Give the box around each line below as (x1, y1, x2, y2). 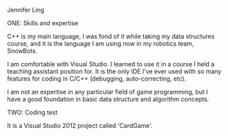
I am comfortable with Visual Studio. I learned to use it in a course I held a (7, 60, 215, 68)
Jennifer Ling (7, 6, 45, 14)
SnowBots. (7, 47, 38, 55)
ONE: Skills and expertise (7, 19, 79, 27)
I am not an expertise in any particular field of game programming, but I (7, 88, 208, 96)
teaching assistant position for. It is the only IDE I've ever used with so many (7, 68, 222, 75)
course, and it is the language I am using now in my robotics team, (7, 40, 194, 47)
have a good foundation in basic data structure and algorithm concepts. (7, 95, 210, 103)
